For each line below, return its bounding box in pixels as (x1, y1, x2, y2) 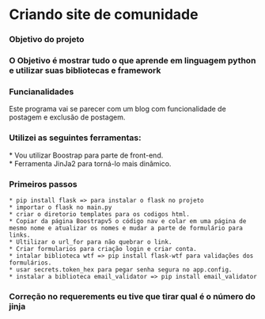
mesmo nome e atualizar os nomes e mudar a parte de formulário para (9, 224, 244, 232)
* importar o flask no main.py (9, 203, 112, 211)
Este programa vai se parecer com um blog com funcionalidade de (9, 104, 226, 114)
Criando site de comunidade (9, 6, 199, 24)
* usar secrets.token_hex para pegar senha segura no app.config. (9, 265, 233, 274)
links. (9, 231, 31, 239)
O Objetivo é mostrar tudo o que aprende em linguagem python (9, 55, 256, 66)
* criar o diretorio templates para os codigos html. (9, 210, 191, 218)
